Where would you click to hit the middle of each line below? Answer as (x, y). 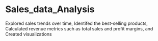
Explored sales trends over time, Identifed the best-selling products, (76, 23)
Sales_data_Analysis (50, 9)
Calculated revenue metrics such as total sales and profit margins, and (79, 28)
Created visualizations (29, 34)
